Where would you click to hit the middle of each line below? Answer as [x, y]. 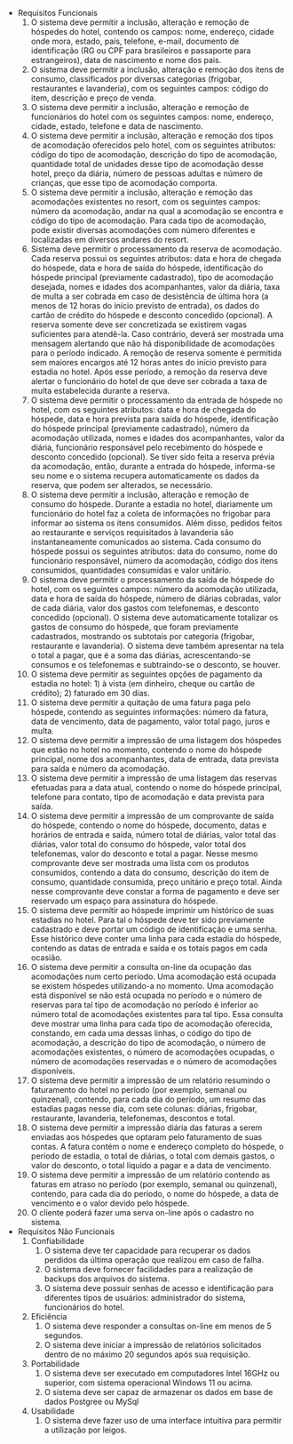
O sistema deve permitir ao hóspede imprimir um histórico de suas [152, 910]
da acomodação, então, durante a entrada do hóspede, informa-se [153, 466]
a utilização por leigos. [85, 1430]
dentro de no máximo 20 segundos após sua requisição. [147, 1354]
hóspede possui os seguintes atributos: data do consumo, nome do [154, 551]
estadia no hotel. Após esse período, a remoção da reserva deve [149, 372]
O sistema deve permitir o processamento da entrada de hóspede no [157, 400]
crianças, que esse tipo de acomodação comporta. [124, 183]
